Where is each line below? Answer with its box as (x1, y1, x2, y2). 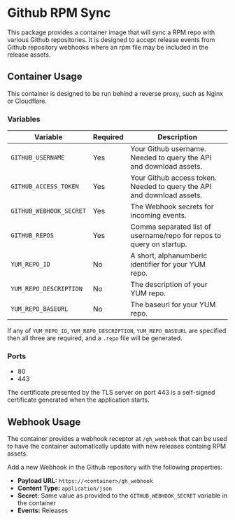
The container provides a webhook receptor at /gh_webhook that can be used (7, 435, 227, 443)
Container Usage (7, 71, 83, 83)
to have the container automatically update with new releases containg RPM (7, 442, 226, 451)
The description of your (130, 280, 208, 290)
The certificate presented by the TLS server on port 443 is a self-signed (7, 388, 215, 397)
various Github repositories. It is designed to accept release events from (7, 35, 215, 43)
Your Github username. (130, 144, 206, 154)
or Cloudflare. (7, 97, 48, 105)
